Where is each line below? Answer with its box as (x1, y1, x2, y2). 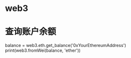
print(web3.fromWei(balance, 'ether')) (5, 47, 81, 53)
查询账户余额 (5, 26, 57, 37)
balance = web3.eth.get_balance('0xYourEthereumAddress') (5, 43, 126, 48)
